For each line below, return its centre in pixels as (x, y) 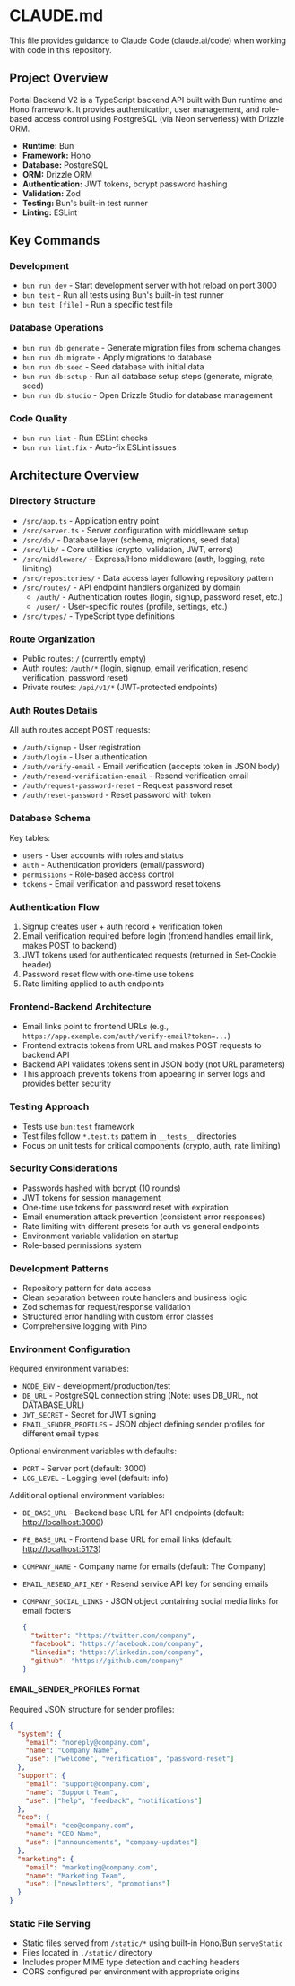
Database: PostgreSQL (65, 165)
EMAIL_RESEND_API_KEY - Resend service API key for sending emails (145, 1584)
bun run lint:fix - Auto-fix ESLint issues (99, 447)
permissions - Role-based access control (98, 874)
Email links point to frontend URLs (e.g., (95, 1027)
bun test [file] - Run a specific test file (97, 305)
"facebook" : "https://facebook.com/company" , (117, 1644)
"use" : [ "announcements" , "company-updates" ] (112, 1843)
